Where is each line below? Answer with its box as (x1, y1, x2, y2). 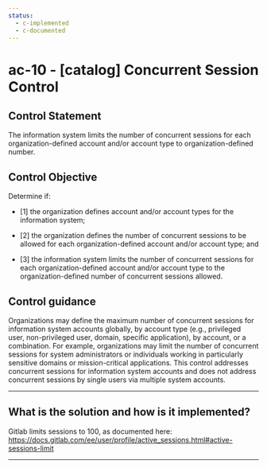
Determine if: (8, 192, 51, 201)
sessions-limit (8, 443, 54, 453)
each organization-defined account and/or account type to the (19, 263, 225, 273)
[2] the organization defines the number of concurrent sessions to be (19, 231, 247, 240)
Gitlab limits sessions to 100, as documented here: (8, 427, 172, 436)
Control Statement (8, 109, 102, 123)
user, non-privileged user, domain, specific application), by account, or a (8, 333, 246, 342)
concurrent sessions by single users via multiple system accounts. (8, 375, 226, 384)
